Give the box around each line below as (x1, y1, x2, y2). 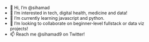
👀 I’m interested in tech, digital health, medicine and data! (9, 10, 128, 16)
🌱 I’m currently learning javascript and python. (9, 15, 105, 21)
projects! (9, 26, 28, 32)
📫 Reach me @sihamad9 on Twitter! (9, 31, 85, 37)
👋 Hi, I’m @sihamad (9, 5, 50, 10)
